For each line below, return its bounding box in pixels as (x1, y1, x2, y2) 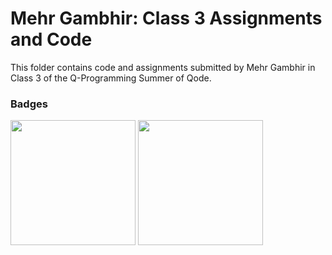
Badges (10, 97, 48, 111)
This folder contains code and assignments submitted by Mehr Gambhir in (10, 61, 316, 73)
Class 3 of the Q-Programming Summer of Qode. (10, 72, 212, 84)
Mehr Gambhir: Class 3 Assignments (10, 7, 323, 30)
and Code (10, 28, 93, 51)
